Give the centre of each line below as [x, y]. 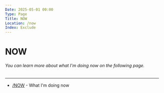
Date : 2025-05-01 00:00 [29, 9]
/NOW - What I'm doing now [41, 85]
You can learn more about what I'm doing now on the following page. [75, 65]
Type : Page [16, 14]
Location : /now [20, 23]
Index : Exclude [20, 28]
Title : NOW [16, 19]
